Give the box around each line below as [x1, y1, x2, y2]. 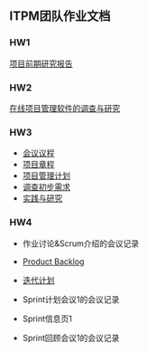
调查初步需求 [22, 182, 70, 193]
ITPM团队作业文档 [9, 8, 111, 24]
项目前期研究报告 [9, 58, 73, 69]
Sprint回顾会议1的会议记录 [22, 332, 120, 343]
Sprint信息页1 [22, 313, 72, 324]
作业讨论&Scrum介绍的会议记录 [22, 238, 140, 249]
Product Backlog [22, 256, 85, 267]
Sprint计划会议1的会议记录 [22, 293, 120, 305]
